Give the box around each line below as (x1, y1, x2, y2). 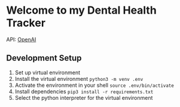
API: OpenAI (6, 36, 36, 43)
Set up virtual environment (14, 69, 81, 76)
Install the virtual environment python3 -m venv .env (14, 75, 144, 82)
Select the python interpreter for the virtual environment (14, 94, 153, 101)
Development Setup (6, 53, 82, 63)
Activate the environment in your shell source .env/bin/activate (14, 81, 175, 89)
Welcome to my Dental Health (6, 4, 157, 17)
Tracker (6, 16, 46, 30)
